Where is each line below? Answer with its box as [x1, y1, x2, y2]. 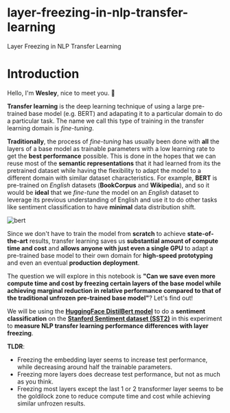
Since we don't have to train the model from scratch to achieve [7, 229, 186, 237]
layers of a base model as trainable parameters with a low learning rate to [7, 144, 215, 152]
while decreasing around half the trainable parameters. [16, 362, 173, 371]
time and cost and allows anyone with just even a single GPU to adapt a [7, 244, 214, 252]
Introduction [7, 67, 80, 82]
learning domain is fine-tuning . [7, 123, 94, 132]
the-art [7, 237, 28, 245]
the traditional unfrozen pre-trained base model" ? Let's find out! [7, 294, 194, 302]
